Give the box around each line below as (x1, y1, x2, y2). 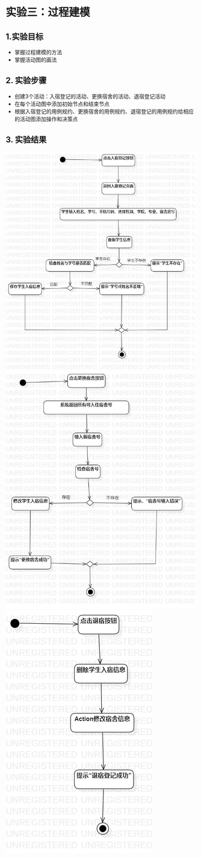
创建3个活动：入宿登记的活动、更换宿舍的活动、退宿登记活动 (14, 92, 166, 100)
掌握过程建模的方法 (14, 49, 63, 56)
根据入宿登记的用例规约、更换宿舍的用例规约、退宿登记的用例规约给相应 (14, 107, 194, 115)
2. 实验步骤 (5, 75, 47, 86)
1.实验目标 (5, 31, 44, 42)
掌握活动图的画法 (14, 56, 57, 63)
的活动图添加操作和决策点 (14, 115, 78, 123)
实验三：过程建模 (5, 5, 91, 19)
